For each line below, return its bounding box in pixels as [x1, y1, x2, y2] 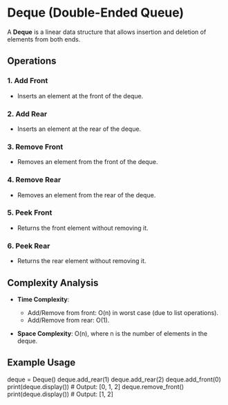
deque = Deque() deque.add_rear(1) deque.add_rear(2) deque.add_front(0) [7, 375, 221, 384]
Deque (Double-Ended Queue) [7, 5, 184, 21]
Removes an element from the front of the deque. [17, 158, 158, 166]
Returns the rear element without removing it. [17, 257, 146, 265]
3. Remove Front [7, 142, 64, 152]
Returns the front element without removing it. [17, 224, 149, 232]
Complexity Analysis [7, 277, 99, 289]
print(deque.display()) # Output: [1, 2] [7, 390, 114, 398]
